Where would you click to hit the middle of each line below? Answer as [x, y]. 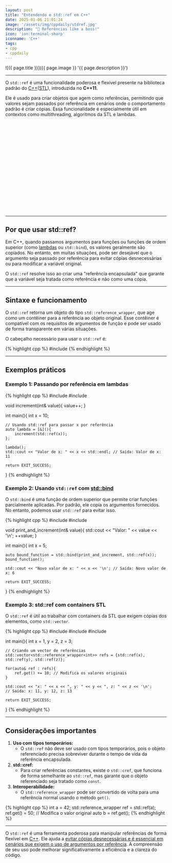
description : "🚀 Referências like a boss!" [52, 29]
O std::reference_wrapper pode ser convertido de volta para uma [90, 792]
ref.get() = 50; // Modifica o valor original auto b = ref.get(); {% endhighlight [85, 813]
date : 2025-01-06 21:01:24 [34, 20]
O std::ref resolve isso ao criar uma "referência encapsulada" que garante [85, 274]
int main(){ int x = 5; [26, 546]
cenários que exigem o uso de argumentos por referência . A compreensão [84, 844]
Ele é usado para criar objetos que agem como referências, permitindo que [84, 98]
